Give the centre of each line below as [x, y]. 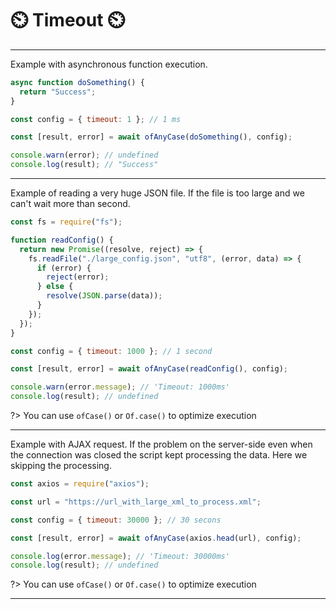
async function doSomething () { [77, 82]
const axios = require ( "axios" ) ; [80, 484]
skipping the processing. [61, 466]
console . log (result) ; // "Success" [84, 165]
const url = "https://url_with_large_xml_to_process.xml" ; [136, 502]
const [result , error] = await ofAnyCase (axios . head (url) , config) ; [156, 538]
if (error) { [64, 268]
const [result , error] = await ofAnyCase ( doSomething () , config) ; [151, 137]
